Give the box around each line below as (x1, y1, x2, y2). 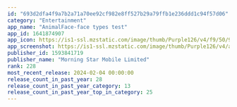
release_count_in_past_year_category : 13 (7, 82, 131, 89)
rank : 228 (7, 63, 37, 70)
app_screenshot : (7, 43, 55, 50)
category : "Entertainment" (7, 17, 87, 24)
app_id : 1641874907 (7, 30, 65, 37)
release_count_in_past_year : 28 (7, 75, 102, 83)
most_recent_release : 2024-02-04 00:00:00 (7, 69, 134, 76)
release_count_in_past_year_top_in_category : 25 (7, 89, 153, 96)
